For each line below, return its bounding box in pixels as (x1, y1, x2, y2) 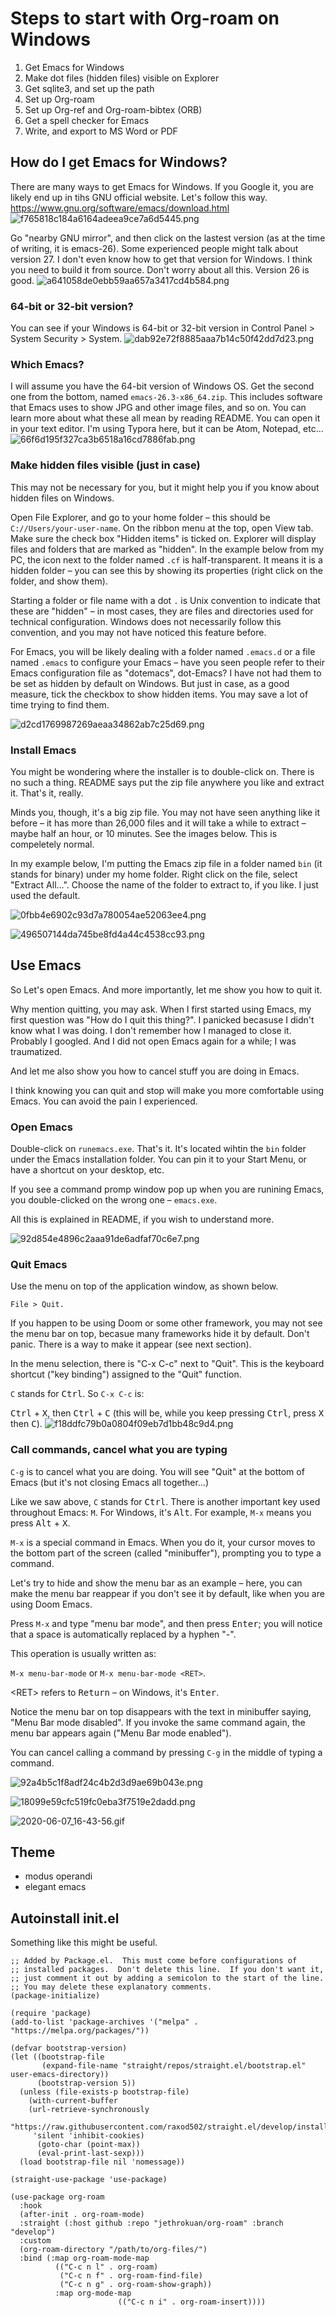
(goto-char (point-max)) (36, 2140, 141, 2150)
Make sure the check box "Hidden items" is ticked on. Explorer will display (10, 532, 317, 544)
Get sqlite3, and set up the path (24, 82, 155, 94)
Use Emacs (10, 957, 82, 974)
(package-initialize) (10, 1991, 101, 2001)
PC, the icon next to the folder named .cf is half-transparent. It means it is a (10, 553, 323, 566)
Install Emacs (10, 743, 77, 757)
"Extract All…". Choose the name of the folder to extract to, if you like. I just (10, 878, 319, 891)
